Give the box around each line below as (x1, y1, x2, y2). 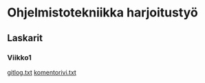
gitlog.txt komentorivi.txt (7, 68, 77, 76)
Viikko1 (7, 53, 32, 62)
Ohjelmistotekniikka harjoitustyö (7, 5, 198, 21)
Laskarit (7, 32, 43, 44)
